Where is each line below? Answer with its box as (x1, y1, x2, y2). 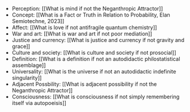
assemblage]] (11, 62, 46, 69)
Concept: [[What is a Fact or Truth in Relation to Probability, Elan (11, 11, 170, 18)
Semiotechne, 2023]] (11, 18, 65, 24)
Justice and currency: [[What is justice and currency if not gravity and (11, 37, 185, 43)
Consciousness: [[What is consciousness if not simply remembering (11, 93, 180, 100)
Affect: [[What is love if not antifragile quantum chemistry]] (11, 24, 157, 31)
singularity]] (11, 74, 42, 81)
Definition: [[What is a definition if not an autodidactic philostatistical (11, 56, 180, 62)
